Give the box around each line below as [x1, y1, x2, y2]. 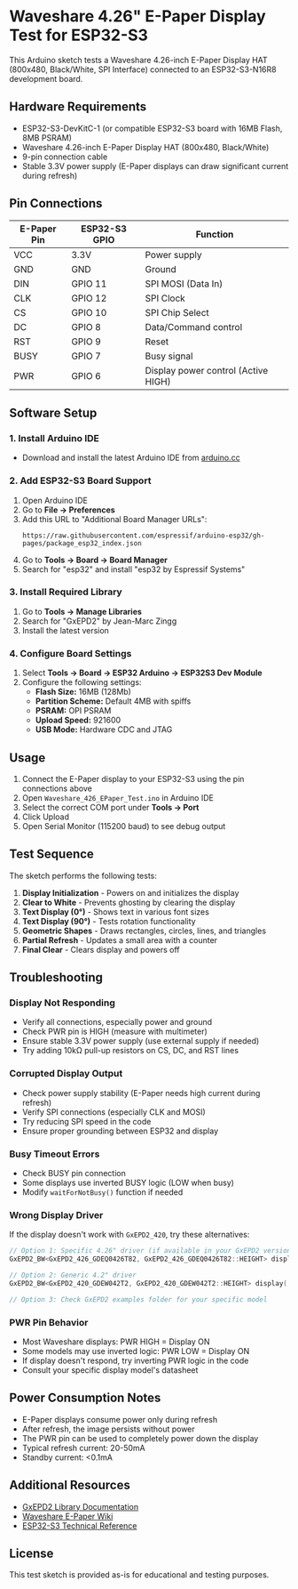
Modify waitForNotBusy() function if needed [21, 1187, 184, 1198]
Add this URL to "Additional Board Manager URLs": [21, 513, 208, 524]
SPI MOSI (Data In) [145, 278, 223, 290]
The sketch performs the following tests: [9, 870, 158, 881]
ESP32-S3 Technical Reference [21, 1520, 137, 1531]
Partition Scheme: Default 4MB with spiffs [35, 696, 192, 706]
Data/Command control [145, 320, 243, 333]
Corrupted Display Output [9, 1068, 123, 1080]
